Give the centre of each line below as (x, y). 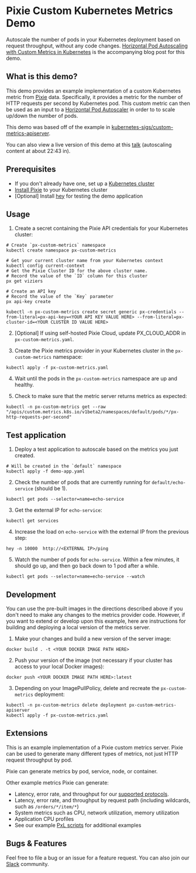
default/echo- (169, 483)
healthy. (24, 385)
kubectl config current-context (45, 266)
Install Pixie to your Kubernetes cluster (61, 189)
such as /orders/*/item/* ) (47, 806)
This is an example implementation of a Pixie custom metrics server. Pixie (94, 747)
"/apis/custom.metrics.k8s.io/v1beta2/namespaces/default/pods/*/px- (93, 412)
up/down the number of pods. (42, 116)
